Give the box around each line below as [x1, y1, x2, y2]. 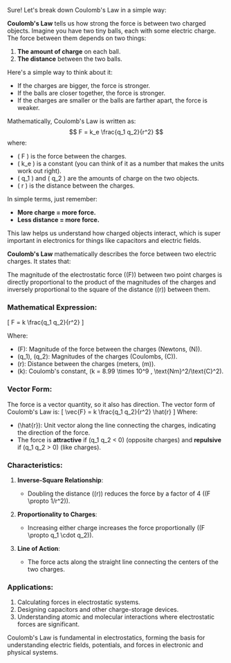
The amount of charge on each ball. [17, 48, 121, 55]
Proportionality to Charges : [17, 510, 98, 518]
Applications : [7, 582, 54, 592]
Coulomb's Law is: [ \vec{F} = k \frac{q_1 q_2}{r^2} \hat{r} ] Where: [7, 408, 198, 416]
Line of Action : [17, 544, 60, 552]
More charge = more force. [17, 208, 97, 217]
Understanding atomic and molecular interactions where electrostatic [17, 612, 215, 621]
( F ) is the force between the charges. [17, 152, 127, 160]
